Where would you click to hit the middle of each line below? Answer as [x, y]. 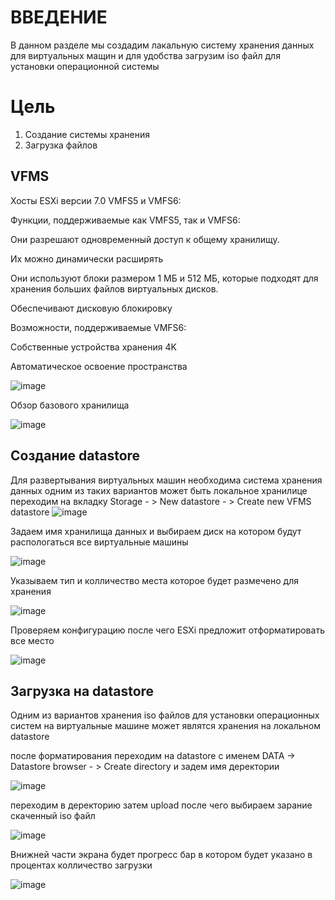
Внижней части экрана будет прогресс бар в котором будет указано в [161, 855]
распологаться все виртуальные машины [99, 542]
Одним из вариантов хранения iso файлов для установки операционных [165, 715]
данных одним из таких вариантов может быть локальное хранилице [159, 490]
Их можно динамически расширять [87, 258]
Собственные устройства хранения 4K [93, 347]
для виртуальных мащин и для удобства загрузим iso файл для [145, 55]
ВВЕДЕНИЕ [59, 17]
